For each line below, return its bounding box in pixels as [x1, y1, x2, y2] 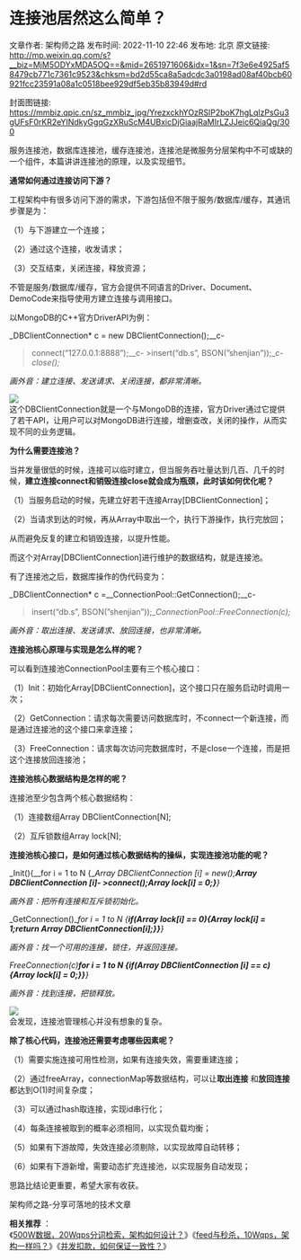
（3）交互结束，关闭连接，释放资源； [9, 262, 148, 273]
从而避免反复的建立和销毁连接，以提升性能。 [9, 532, 175, 544]
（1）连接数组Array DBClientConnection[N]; [9, 811, 172, 822]
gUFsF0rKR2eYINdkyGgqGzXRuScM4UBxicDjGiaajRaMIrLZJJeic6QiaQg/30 [9, 116, 290, 127]
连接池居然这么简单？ [9, 8, 168, 29]
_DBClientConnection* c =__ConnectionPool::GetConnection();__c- [9, 589, 256, 599]
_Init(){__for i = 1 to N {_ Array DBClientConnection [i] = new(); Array [9, 867, 258, 878]
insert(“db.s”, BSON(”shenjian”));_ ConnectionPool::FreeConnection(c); [31, 606, 291, 617]
